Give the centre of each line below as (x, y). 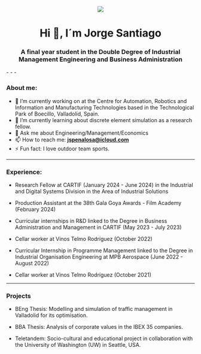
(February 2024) (35, 210)
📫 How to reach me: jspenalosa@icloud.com (72, 140)
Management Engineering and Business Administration (100, 59)
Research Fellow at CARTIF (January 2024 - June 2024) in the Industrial (104, 185)
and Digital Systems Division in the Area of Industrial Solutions (92, 192)
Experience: (24, 172)
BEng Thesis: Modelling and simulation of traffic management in (94, 309)
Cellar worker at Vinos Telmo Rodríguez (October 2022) (83, 239)
